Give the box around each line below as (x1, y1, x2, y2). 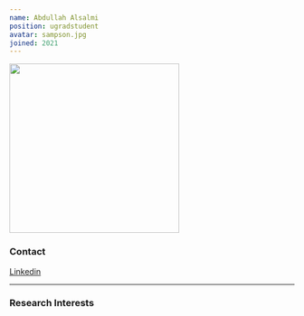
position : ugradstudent (9, 22, 100, 31)
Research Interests (9, 297, 95, 310)
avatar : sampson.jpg (9, 30, 88, 39)
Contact (9, 246, 46, 258)
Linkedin (9, 265, 42, 276)
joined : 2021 (9, 38, 59, 48)
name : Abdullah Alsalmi (9, 13, 100, 23)
